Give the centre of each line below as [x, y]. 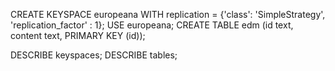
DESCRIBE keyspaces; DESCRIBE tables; [94, 55]
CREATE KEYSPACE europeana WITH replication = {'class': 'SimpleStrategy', [168, 14]
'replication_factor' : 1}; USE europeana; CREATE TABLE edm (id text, [152, 25]
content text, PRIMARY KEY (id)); [78, 35]
